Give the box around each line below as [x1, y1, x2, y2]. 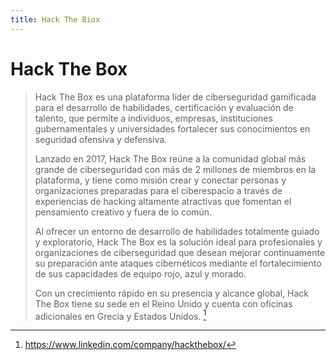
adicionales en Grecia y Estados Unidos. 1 [34, 308, 207, 322]
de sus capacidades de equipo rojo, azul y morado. [34, 267, 247, 280]
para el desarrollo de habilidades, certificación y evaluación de [34, 101, 294, 113]
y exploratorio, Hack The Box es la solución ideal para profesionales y [34, 236, 323, 248]
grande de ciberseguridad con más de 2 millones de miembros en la [34, 163, 317, 175]
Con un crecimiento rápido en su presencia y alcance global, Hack [34, 287, 309, 299]
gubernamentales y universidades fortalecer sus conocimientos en [34, 122, 311, 135]
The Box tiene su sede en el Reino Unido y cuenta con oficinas [34, 297, 293, 310]
